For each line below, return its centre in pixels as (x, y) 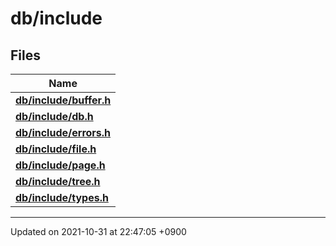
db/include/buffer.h (63, 100)
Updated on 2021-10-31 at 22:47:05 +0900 (98, 231)
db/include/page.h (60, 165)
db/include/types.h (62, 197)
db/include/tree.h (58, 181)
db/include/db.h (54, 116)
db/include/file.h (56, 149)
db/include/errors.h (63, 132)
